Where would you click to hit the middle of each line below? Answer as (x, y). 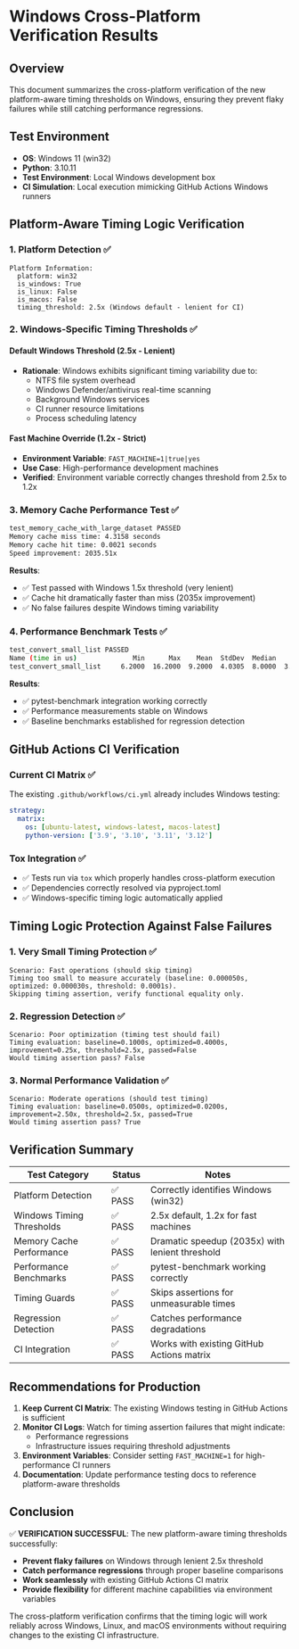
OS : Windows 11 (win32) (66, 158)
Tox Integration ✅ (48, 858)
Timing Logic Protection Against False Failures (141, 927)
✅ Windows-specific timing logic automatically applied (122, 898)
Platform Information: (51, 268)
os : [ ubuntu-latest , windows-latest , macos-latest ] (123, 827)
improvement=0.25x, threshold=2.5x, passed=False (103, 1050)
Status (126, 1175)
